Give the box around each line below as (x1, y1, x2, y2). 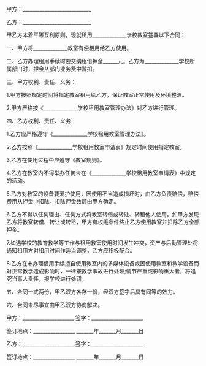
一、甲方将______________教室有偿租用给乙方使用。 (6, 45, 132, 51)
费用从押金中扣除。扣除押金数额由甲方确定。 (6, 198, 120, 205)
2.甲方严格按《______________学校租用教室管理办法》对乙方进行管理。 (6, 104, 180, 112)
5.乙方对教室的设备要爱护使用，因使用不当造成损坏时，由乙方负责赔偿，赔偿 (6, 190, 199, 197)
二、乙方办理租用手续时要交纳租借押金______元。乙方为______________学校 (6, 58, 190, 64)
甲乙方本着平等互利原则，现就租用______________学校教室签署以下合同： (6, 31, 186, 39)
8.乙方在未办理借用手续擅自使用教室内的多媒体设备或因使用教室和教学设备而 (6, 260, 199, 267)
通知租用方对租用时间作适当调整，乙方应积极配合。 (6, 247, 135, 254)
